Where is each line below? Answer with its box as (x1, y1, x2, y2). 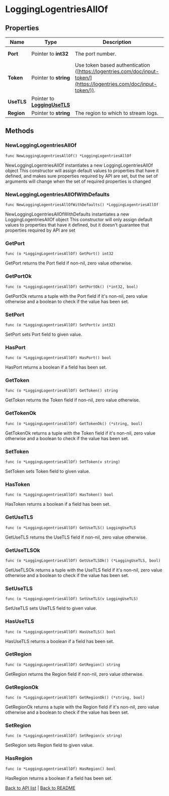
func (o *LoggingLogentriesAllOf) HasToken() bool (5, 492, 114, 498)
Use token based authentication (74, 62, 150, 69)
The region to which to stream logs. (74, 110, 158, 117)
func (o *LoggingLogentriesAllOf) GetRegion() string (5, 662, 121, 667)
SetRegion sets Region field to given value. (5, 742, 94, 748)
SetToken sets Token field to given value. (5, 468, 91, 474)
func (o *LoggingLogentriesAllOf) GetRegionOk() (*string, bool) (5, 695, 145, 700)
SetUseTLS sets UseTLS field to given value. (5, 605, 97, 611)
